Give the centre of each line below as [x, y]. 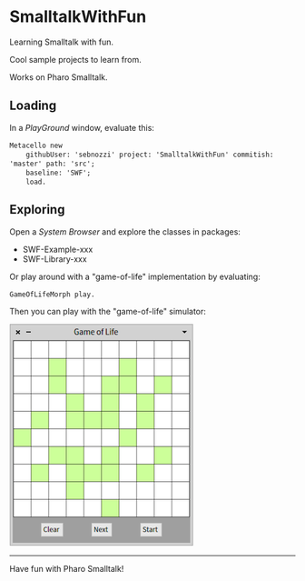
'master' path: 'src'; [52, 164]
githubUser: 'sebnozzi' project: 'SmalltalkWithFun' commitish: [150, 155]
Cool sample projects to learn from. [76, 59]
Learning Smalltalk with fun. [62, 42]
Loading [33, 106]
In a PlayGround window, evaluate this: [82, 127]
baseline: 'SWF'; [59, 173]
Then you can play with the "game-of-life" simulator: [108, 311]
